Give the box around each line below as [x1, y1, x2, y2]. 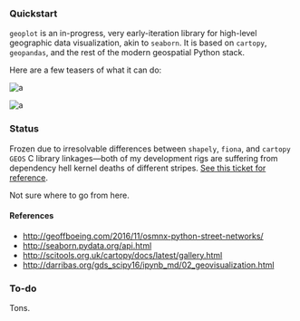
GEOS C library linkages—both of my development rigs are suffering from [9, 152, 278, 163]
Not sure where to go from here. [9, 190, 130, 200]
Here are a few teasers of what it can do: [9, 64, 162, 75]
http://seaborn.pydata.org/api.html [22, 239, 152, 251]
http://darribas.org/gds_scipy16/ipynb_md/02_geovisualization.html [22, 259, 275, 270]
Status [9, 122, 39, 135]
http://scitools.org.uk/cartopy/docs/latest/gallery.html [22, 249, 223, 260]
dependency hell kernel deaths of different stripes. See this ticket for [9, 162, 266, 173]
